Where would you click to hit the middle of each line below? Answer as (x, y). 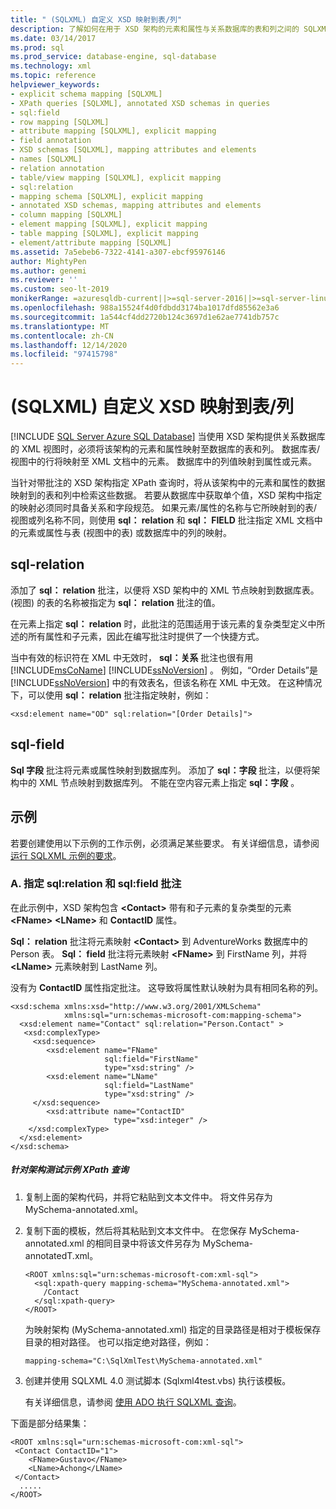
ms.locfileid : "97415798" (64, 354)
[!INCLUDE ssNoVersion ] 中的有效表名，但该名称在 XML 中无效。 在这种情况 (166, 682)
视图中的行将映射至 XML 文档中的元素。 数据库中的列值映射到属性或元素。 (163, 462)
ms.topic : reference (53, 76)
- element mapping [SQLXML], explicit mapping (109, 224)
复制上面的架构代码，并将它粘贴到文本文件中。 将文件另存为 (148, 1197)
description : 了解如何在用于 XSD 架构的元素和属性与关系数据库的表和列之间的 (155, 29)
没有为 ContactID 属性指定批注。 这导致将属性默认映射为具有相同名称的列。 (167, 987)
